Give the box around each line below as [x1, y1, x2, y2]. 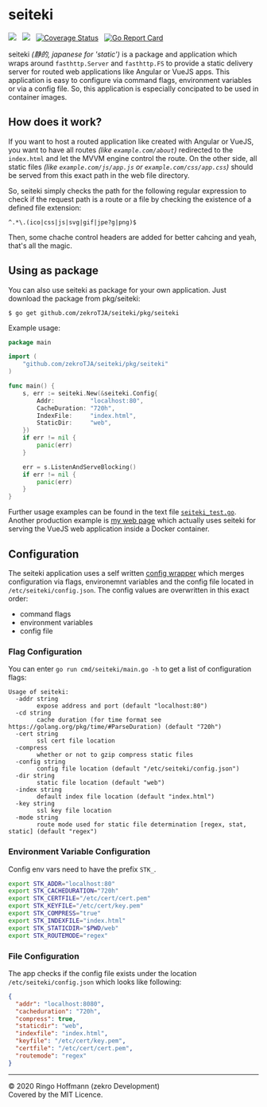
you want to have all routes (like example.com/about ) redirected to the [8, 145, 234, 155]
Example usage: [8, 323, 61, 333]
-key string [15, 800, 56, 808]
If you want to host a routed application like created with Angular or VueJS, [8, 136, 254, 146]
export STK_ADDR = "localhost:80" [8, 880, 115, 888]
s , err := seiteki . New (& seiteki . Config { [22, 389, 158, 397]
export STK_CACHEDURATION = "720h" [8, 887, 119, 895]
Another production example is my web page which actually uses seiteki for [8, 516, 257, 526]
